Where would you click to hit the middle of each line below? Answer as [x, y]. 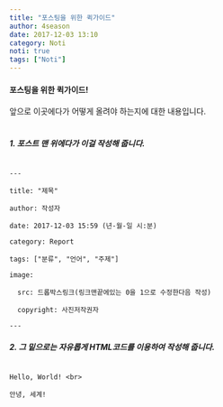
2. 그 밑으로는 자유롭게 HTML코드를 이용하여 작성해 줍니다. [112, 347]
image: [22, 275]
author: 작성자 [35, 208]
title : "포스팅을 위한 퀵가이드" [62, 18]
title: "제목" [34, 191]
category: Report [42, 242]
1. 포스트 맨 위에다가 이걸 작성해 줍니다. [77, 143]
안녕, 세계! [28, 395]
